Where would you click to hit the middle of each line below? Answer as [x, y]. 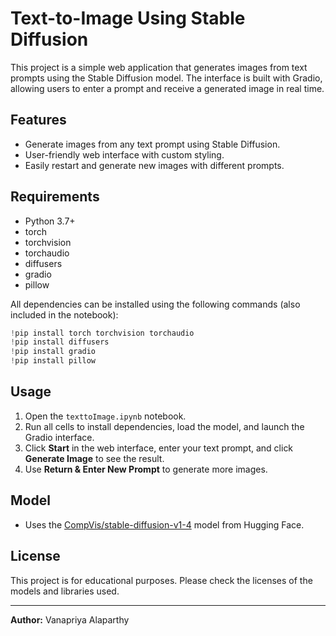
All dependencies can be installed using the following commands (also [155, 304]
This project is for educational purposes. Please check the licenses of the [161, 580]
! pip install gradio [53, 352]
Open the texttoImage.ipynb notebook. [105, 416]
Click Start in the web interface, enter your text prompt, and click [159, 448]
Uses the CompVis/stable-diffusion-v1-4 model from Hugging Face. [164, 524]
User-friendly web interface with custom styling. [124, 154]
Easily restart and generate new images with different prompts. [154, 165]
